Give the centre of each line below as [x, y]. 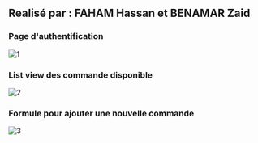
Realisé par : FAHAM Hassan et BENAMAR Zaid [129, 13]
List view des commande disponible [80, 74]
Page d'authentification [56, 36]
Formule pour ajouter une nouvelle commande [101, 113]
